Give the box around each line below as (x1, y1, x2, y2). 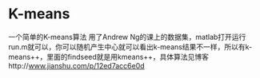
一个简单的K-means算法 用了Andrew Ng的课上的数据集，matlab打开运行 (8, 32, 246, 41)
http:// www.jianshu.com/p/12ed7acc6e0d (8, 60, 146, 70)
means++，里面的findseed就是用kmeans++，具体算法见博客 (8, 52, 210, 61)
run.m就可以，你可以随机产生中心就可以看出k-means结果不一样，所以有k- (8, 41, 253, 52)
